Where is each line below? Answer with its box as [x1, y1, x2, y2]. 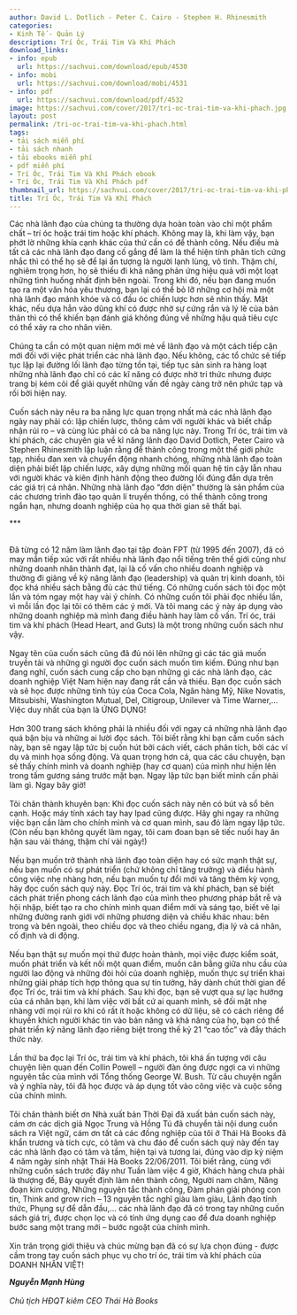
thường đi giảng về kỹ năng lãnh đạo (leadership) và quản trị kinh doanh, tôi [9, 572, 286, 583]
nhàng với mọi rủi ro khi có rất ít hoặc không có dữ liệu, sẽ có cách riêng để [9, 1005, 285, 1016]
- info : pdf [9, 87, 53, 96]
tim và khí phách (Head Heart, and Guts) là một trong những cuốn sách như [9, 619, 284, 630]
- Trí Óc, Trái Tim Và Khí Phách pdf [9, 178, 148, 187]
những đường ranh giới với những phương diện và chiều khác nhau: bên [9, 911, 270, 922]
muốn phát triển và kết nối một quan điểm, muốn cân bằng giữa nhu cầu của [9, 958, 287, 969]
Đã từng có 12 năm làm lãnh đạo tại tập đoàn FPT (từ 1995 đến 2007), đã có [9, 544, 285, 554]
